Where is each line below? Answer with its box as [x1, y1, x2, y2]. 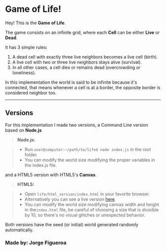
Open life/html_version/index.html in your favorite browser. [24, 191, 150, 197]
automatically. [5, 227, 34, 233]
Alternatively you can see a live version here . [24, 196, 116, 202]
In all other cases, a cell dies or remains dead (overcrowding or [12, 64, 141, 70]
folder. [24, 151, 38, 157]
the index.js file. [24, 162, 57, 168]
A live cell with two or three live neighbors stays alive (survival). [12, 59, 142, 65]
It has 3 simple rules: [5, 44, 48, 50]
